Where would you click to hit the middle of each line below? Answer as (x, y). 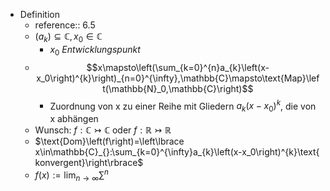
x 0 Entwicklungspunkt (95, 50)
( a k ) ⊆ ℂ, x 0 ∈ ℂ (68, 37)
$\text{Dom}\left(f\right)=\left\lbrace (109, 141)
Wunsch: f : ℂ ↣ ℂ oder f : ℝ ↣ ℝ (103, 130)
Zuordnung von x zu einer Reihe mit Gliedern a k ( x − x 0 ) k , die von (183, 106)
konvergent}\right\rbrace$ (89, 163)
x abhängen (74, 119)
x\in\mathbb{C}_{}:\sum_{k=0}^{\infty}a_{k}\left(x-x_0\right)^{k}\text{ (177, 152)
